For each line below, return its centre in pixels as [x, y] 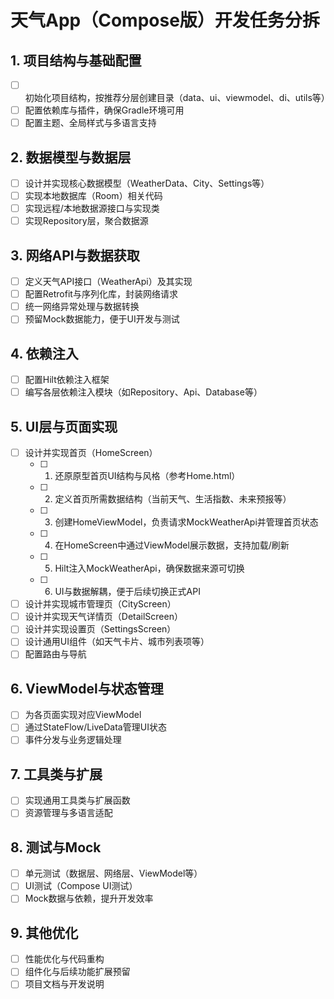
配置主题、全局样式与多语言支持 [90, 123]
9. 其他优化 [44, 932]
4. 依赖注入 [44, 353]
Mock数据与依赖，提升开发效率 [89, 898]
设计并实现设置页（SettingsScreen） [100, 629]
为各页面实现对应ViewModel [83, 715]
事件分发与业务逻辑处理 [73, 740]
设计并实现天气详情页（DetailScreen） [103, 617]
